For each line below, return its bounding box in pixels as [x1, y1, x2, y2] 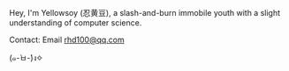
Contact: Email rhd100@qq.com [9, 34, 125, 45]
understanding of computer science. [9, 18, 142, 28]
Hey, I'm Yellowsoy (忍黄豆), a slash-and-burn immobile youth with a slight [9, 8, 281, 18]
